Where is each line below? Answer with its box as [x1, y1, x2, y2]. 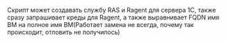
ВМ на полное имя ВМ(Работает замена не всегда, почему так [7, 21, 194, 28]
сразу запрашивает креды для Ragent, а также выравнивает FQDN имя [7, 13, 220, 21]
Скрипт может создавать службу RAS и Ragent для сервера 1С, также [7, 6, 216, 14]
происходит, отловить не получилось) [7, 28, 120, 36]
